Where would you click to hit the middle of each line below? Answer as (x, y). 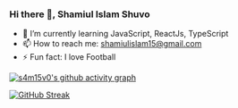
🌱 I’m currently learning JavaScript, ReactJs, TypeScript (125, 34)
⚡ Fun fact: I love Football (69, 57)
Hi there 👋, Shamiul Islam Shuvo (80, 14)
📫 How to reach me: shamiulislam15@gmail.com (112, 44)
